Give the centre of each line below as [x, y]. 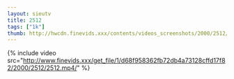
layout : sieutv [29, 14]
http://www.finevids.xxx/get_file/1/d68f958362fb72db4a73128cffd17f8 [124, 61]
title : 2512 [24, 20]
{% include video [32, 53]
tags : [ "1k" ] [26, 27]
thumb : [17, 33]
